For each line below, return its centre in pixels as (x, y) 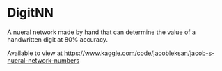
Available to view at (35, 53)
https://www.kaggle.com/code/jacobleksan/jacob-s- (139, 53)
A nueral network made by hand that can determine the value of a (102, 32)
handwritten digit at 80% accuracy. (57, 39)
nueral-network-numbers (43, 60)
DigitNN (31, 13)
